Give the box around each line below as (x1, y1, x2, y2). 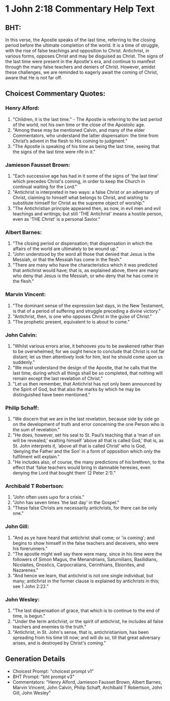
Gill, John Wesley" (12, 690, 51, 696)
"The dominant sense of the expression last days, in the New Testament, (12, 302, 164, 308)
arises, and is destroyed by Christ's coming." (12, 640, 106, 646)
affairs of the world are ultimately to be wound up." (12, 246, 119, 252)
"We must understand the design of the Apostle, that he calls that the (12, 364, 157, 370)
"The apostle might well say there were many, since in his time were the (12, 550, 162, 557)
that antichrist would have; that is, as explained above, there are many (12, 268, 159, 274)
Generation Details (5, 655, 66, 663)
